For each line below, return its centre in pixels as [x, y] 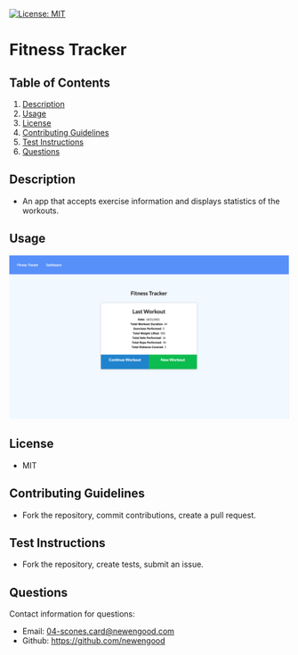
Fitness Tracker [68, 50]
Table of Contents [60, 83]
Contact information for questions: [72, 614]
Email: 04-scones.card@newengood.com [98, 631]
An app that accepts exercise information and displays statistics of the [151, 201]
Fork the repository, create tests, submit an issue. [113, 564]
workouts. [40, 211]
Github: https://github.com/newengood [94, 641]
